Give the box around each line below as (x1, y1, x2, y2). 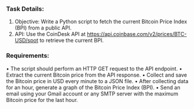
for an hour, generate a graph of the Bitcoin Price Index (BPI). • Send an (6, 84, 181, 91)
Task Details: (6, 5, 44, 13)
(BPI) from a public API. (14, 24, 72, 31)
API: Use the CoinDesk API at (14, 31, 86, 38)
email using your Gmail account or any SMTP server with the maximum (6, 90, 179, 97)
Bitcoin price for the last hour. (6, 96, 78, 103)
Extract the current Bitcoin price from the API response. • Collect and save (6, 71, 188, 78)
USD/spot (14, 37, 38, 44)
